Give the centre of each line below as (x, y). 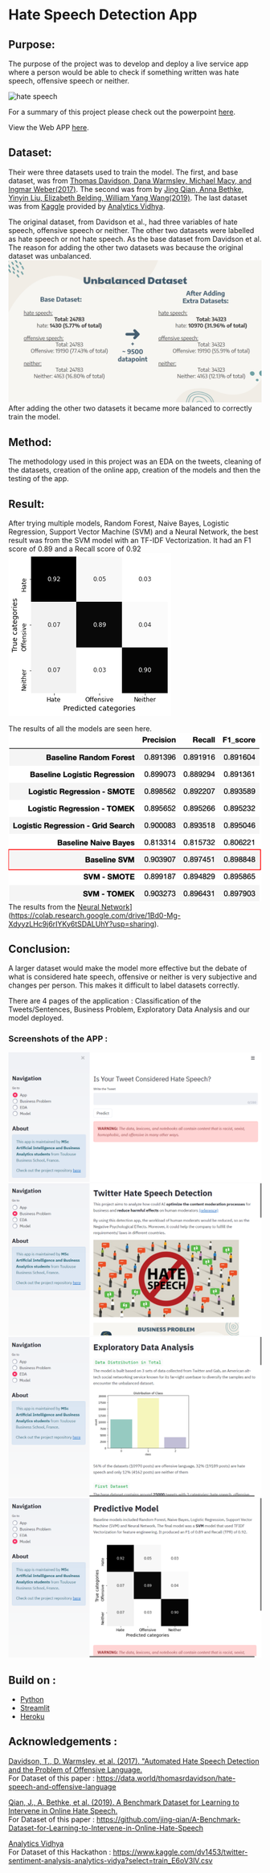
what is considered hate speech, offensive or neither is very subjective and (133, 977)
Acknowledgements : (63, 1742)
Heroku (32, 1716)
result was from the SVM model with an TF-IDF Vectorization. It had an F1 (130, 540)
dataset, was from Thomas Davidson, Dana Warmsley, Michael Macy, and (130, 180)
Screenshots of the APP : (58, 1039)
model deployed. (36, 1018)
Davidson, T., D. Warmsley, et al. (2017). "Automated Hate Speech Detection (134, 1761)
